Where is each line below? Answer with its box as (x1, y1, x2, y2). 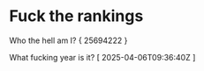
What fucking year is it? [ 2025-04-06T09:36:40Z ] (9, 52, 196, 62)
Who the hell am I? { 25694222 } (9, 35, 128, 46)
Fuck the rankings (9, 6, 144, 26)
